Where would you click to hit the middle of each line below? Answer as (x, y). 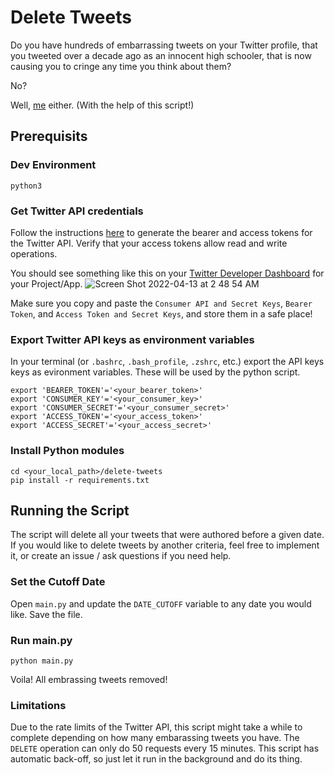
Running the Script (70, 510)
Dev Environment (53, 165)
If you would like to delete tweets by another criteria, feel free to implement (165, 545)
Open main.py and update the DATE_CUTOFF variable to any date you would (161, 603)
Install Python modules (67, 451)
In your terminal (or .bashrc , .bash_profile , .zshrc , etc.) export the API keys (167, 362)
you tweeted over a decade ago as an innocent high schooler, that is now (161, 55)
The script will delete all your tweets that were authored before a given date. (167, 535)
